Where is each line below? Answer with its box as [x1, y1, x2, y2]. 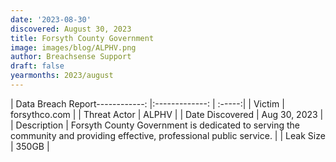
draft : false [10, 61, 65, 71]
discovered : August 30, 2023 [10, 24, 132, 34]
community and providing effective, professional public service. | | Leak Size [10, 129, 326, 141]
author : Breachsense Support [10, 52, 132, 62]
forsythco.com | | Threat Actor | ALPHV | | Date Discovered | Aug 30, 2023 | [10, 108, 324, 120]
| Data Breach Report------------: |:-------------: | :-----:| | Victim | [10, 97, 285, 110]
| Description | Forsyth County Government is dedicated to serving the [10, 119, 300, 131]
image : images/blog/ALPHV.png [10, 42, 137, 53]
